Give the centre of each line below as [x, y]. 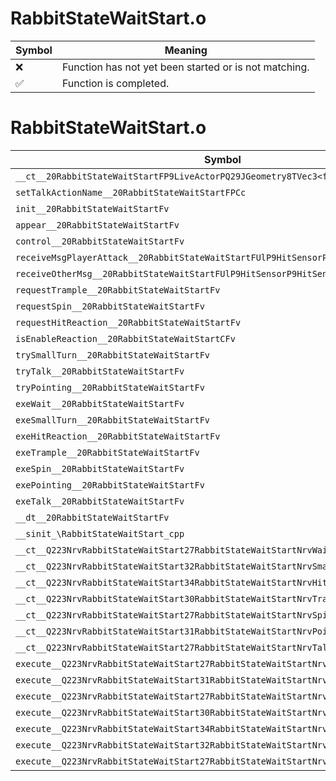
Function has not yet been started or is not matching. [185, 67]
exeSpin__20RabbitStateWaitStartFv [100, 468]
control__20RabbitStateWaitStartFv [100, 241]
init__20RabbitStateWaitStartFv [92, 208]
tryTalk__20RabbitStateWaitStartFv [100, 371]
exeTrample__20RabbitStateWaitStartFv [107, 452]
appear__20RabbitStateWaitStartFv [97, 225]
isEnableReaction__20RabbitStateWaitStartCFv [125, 338]
